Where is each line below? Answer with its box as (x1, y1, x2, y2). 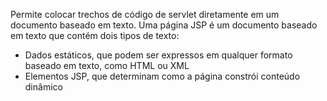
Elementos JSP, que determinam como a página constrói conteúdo (24, 70, 301, 82)
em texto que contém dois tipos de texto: (10, 30, 180, 41)
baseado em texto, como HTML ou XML (24, 60, 190, 71)
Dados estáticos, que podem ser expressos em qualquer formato (24, 49, 293, 61)
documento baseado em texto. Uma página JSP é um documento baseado (10, 19, 318, 31)
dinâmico (24, 81, 63, 93)
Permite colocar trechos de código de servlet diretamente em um (10, 9, 280, 20)
